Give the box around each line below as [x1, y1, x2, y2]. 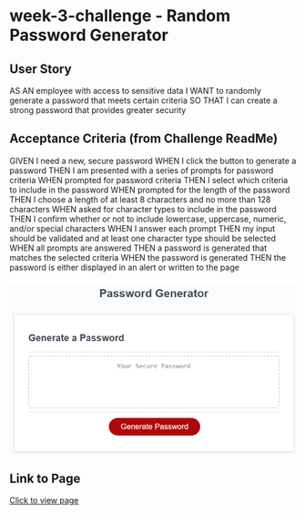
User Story [9, 61, 72, 77]
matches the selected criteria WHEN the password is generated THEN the [9, 252, 287, 263]
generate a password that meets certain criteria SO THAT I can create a [9, 95, 278, 106]
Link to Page [9, 470, 81, 486]
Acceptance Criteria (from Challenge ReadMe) [9, 131, 279, 147]
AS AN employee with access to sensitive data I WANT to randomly [9, 86, 262, 96]
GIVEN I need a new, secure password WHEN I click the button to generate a [9, 155, 297, 166]
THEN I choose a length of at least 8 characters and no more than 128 [9, 193, 271, 205]
